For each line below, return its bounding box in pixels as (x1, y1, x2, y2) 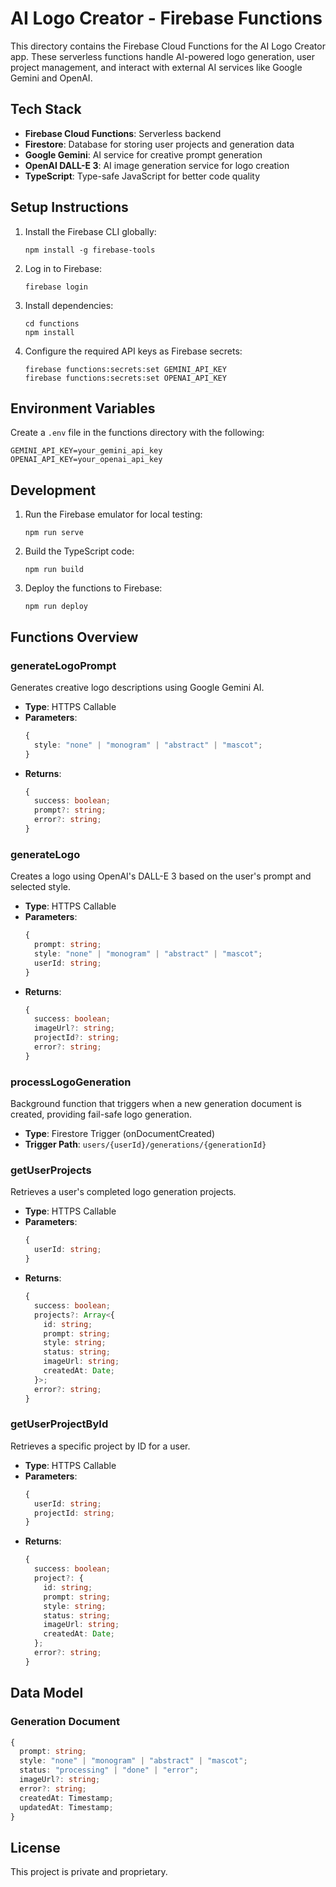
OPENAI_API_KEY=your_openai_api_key (10, 455, 163, 465)
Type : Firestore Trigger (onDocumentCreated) (24, 1128, 216, 1140)
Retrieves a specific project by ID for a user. (10, 1440, 191, 1452)
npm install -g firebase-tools (24, 245, 156, 255)
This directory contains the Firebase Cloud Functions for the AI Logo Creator (10, 40, 326, 52)
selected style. (10, 881, 71, 893)
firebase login (24, 282, 89, 292)
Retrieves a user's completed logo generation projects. (10, 1186, 237, 1198)
